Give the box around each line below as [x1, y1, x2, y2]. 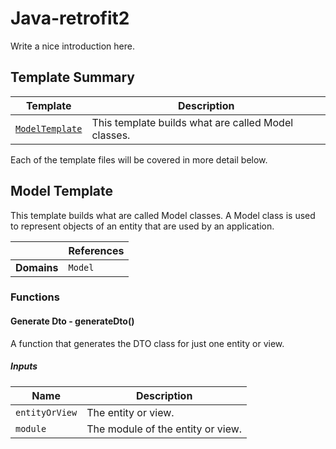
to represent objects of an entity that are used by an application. [10, 220, 275, 232]
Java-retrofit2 [10, 7, 130, 30]
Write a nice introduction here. [10, 40, 135, 52]
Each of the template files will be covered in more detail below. [10, 153, 268, 166]
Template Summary [10, 69, 136, 86]
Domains [15, 260, 59, 274]
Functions [10, 290, 60, 304]
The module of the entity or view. [86, 422, 243, 436]
